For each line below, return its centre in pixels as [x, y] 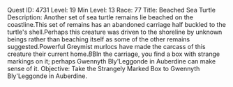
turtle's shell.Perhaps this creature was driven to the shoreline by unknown [115, 32]
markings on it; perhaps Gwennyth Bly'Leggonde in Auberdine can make [112, 61]
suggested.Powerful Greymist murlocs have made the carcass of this [106, 47]
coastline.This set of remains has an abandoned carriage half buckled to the [117, 25]
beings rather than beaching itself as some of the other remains [99, 39]
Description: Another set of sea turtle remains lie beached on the [100, 17]
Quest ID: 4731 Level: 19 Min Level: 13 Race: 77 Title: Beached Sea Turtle [112, 10]
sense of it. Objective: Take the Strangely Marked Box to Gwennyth [104, 69]
